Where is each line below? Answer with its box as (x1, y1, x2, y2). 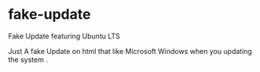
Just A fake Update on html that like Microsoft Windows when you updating (8, 46, 253, 56)
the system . (8, 55, 49, 64)
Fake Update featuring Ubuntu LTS (8, 31, 120, 41)
